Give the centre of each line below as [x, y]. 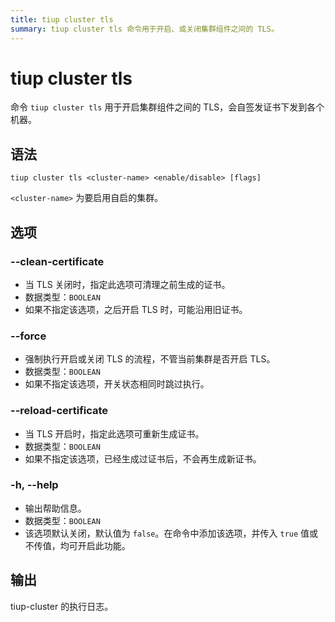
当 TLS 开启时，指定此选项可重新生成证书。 [114, 433]
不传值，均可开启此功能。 [77, 545]
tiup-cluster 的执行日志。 [62, 606]
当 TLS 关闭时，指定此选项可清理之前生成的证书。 [127, 284]
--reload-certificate [59, 411]
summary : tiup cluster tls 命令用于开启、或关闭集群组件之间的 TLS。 [144, 29]
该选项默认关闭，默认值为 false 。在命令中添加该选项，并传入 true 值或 [171, 533]
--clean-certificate [57, 261]
